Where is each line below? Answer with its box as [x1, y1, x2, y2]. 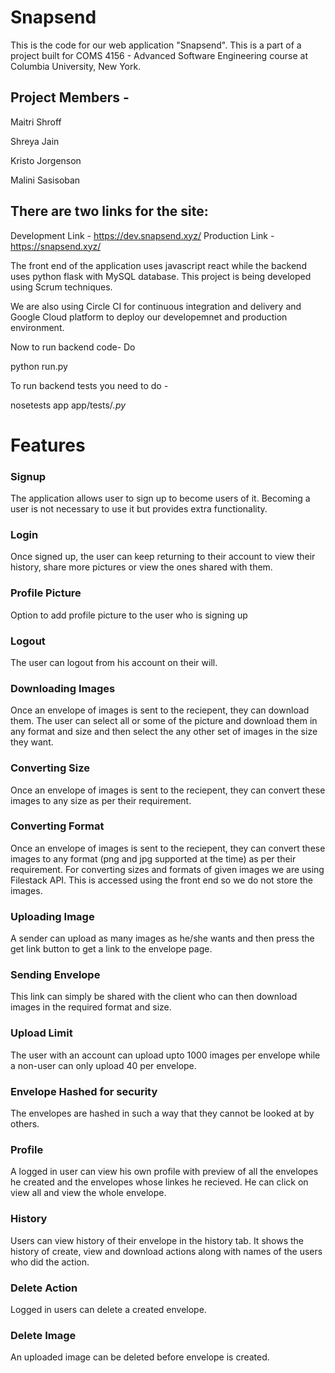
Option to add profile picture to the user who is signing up [10, 609, 248, 621]
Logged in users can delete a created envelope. [10, 1303, 207, 1315]
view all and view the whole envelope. [10, 1187, 167, 1199]
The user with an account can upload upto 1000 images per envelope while [10, 1049, 321, 1061]
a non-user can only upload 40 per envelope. [10, 1059, 197, 1071]
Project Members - [10, 89, 130, 106]
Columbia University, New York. [10, 60, 142, 72]
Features [10, 434, 86, 456]
